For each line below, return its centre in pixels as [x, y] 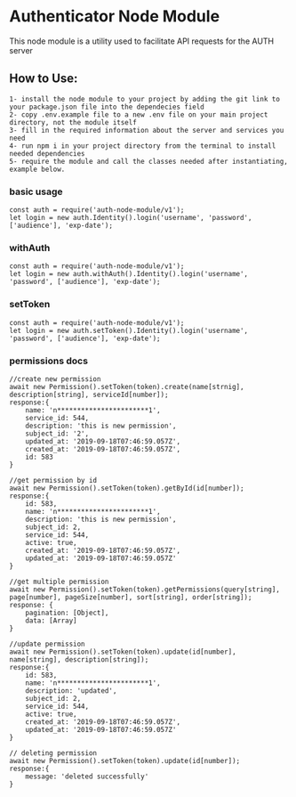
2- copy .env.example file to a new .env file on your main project [139, 114]
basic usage [36, 191]
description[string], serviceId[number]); [89, 394]
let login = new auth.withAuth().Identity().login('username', [129, 274]
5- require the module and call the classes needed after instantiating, [149, 161]
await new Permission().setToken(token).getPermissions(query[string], [144, 590]
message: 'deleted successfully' [87, 777]
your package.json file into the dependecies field [107, 107]
